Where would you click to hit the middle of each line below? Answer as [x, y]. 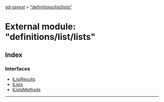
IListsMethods [26, 89]
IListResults [24, 79]
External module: [41, 27]
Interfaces [18, 68]
